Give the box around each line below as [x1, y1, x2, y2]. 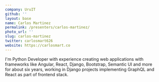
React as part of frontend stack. [5, 71, 69, 77]
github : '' [5, 12, 27, 16]
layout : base [5, 16, 32, 21]
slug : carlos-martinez [5, 34, 51, 39]
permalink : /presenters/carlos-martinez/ [5, 25, 90, 30]
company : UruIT [5, 7, 36, 12]
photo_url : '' [5, 29, 34, 34]
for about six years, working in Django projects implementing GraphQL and [5, 66, 155, 72]
